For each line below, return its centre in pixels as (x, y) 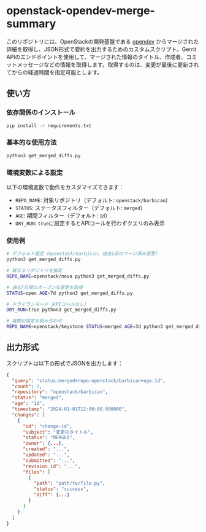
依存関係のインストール (41, 112)
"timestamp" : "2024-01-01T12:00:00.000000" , (70, 409)
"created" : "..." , (46, 449)
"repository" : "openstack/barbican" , (60, 392)
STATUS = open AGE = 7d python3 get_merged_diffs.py (70, 293)
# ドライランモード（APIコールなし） (48, 304)
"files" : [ (36, 472)
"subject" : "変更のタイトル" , (58, 432)
